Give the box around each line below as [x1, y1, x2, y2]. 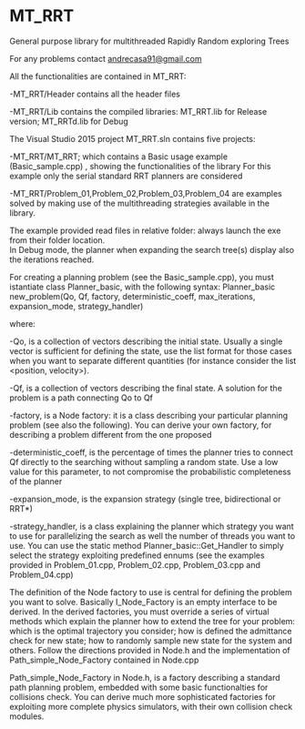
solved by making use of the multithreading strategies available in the [9, 197, 270, 208]
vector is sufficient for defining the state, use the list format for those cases [9, 345, 293, 356]
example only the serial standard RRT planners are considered [9, 170, 243, 181]
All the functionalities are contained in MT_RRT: [9, 70, 187, 82]
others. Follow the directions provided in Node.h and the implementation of [9, 644, 291, 655]
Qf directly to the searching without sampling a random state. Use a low [9, 456, 279, 467]
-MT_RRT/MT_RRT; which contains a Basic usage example [9, 151, 229, 162]
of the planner [9, 475, 63, 487]
